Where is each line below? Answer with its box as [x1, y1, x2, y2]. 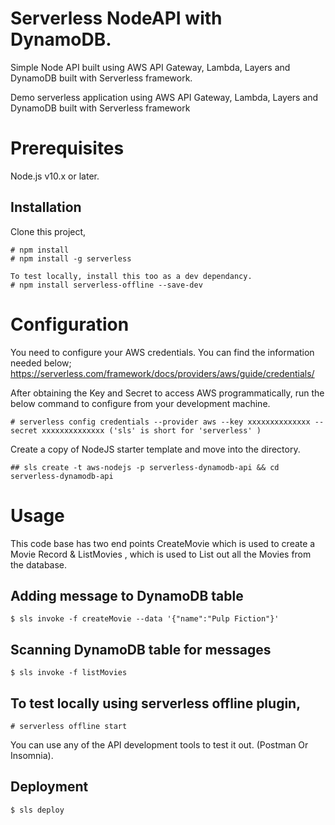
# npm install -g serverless [10, 253, 132, 264]
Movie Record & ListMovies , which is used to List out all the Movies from [10, 548, 312, 560]
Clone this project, [10, 225, 87, 237]
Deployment [10, 778, 89, 796]
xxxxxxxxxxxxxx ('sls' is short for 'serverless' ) [41, 425, 262, 436]
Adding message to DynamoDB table [10, 587, 244, 604]
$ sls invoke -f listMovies [10, 668, 128, 678]
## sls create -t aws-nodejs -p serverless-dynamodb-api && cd [10, 462, 280, 472]
